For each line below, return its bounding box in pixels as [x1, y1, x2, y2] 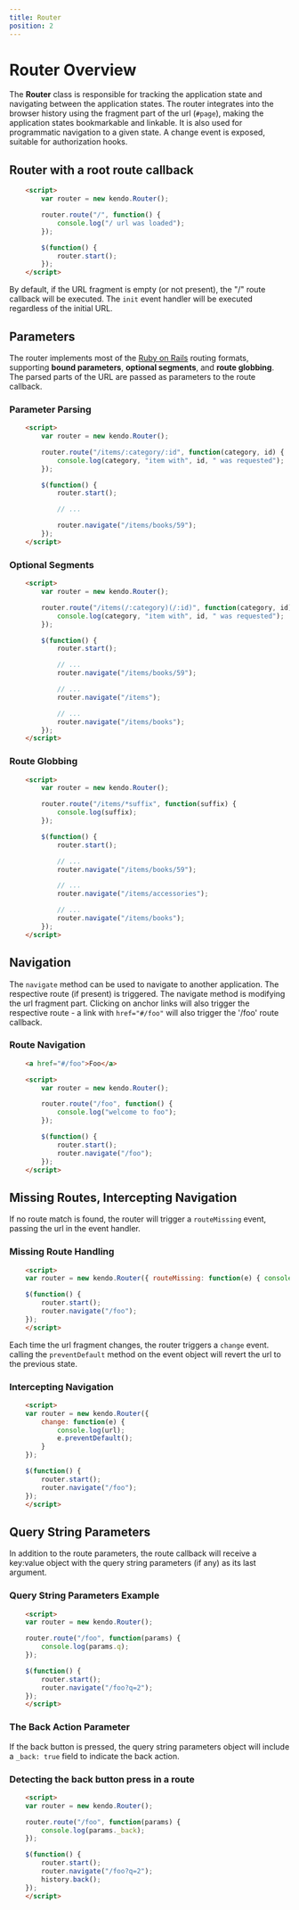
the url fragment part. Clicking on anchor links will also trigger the [9, 998, 250, 1009]
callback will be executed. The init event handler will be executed [9, 293, 254, 304]
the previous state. [9, 1358, 78, 1369]
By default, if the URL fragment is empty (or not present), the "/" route [9, 284, 266, 295]
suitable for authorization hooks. [9, 136, 128, 147]
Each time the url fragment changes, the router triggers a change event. [9, 1339, 270, 1350]
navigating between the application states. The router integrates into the [9, 99, 274, 110]
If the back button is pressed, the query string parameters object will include [9, 1741, 290, 1752]
